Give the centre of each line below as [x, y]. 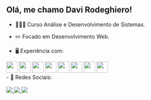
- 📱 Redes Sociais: [29, 77]
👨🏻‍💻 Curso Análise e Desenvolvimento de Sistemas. [80, 24]
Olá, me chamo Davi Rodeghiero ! [69, 10]
